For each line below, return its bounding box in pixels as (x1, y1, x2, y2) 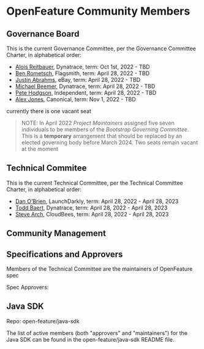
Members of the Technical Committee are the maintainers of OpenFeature (6, 265, 193, 273)
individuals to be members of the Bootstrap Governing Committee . (21, 126, 189, 133)
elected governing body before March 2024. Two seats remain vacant (21, 139, 198, 146)
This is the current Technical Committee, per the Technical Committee (6, 179, 183, 186)
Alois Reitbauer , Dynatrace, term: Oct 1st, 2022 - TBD (15, 63, 150, 70)
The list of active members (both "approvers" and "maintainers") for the (6, 329, 188, 337)
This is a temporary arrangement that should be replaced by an (21, 133, 183, 139)
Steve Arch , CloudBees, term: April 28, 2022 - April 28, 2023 (15, 210, 169, 218)
